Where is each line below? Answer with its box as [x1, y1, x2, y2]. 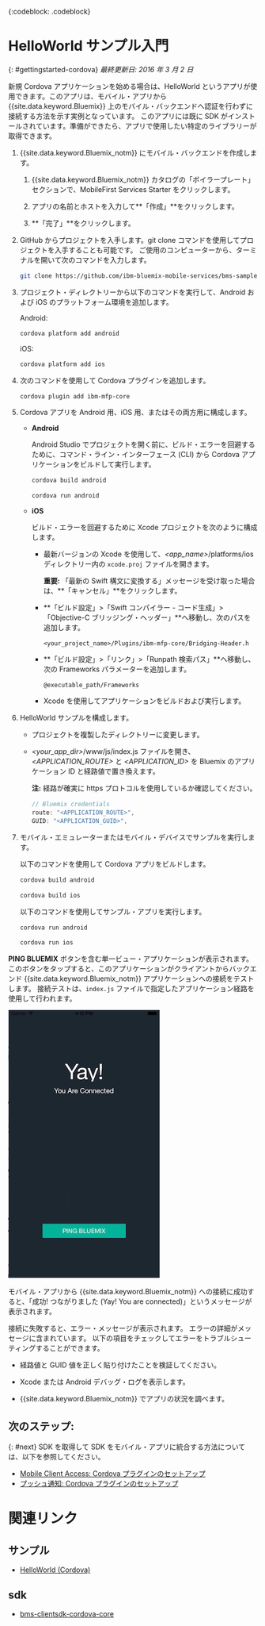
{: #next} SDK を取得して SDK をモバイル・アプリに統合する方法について [8, 1442, 246, 1451]
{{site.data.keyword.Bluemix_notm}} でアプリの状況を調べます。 [19, 1394, 229, 1404]
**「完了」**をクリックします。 [31, 218, 136, 228]
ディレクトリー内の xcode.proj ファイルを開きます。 [43, 559, 214, 569]
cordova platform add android [19, 329, 120, 337]
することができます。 [35, 1343, 104, 1353]
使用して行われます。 [8, 994, 77, 1003]
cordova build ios [19, 891, 81, 899]
